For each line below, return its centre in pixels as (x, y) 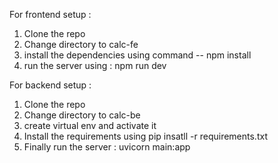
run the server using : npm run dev (95, 65)
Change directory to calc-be (82, 115)
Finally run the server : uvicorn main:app (107, 147)
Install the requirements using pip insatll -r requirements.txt (145, 136)
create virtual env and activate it (90, 125)
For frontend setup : (50, 14)
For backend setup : (50, 85)
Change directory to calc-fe (81, 44)
